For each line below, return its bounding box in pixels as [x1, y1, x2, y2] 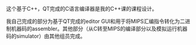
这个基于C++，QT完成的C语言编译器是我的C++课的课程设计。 [6, 5, 158, 12]
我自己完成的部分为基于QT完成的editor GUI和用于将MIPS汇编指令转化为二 [6, 18, 185, 25]
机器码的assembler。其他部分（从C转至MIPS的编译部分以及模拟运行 [11, 25, 178, 32]
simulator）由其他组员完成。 [16, 33, 86, 40]
